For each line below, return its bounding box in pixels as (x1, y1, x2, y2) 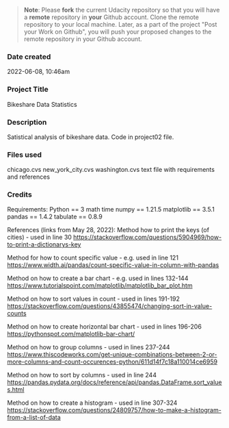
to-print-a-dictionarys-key (7, 240, 81, 249)
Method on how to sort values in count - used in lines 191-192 (7, 294, 180, 303)
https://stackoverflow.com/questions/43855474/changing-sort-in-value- (7, 302, 213, 310)
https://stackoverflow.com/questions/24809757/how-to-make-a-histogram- (7, 406, 222, 414)
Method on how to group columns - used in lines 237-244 (7, 343, 170, 351)
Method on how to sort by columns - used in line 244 (7, 371, 157, 379)
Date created (7, 51, 51, 61)
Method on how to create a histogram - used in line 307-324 (7, 399, 178, 407)
